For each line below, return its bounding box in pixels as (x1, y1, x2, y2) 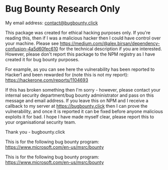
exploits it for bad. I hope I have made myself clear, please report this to (5, 113, 154, 119)
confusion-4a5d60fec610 (5, 46, 59, 52)
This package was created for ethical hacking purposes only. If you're (5, 29, 150, 35)
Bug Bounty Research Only (5, 3, 120, 15)
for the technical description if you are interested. (59, 46, 162, 52)
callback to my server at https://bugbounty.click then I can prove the (5, 103, 148, 109)
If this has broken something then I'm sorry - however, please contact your (5, 87, 160, 93)
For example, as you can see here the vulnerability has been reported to (5, 66, 155, 72)
